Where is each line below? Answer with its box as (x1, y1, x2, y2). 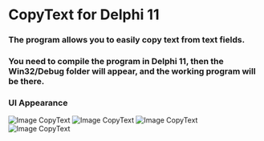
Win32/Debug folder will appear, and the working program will (8, 66, 256, 77)
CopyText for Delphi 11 (8, 6, 160, 24)
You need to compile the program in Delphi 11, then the (8, 56, 224, 67)
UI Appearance (8, 97, 68, 108)
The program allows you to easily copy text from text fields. (8, 34, 246, 46)
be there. (8, 76, 45, 87)
